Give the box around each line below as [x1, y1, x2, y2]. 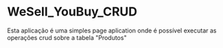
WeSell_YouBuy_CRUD [7, 4, 138, 20]
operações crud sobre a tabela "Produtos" [7, 33, 127, 41]
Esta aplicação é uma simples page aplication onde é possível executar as [7, 26, 218, 34]
